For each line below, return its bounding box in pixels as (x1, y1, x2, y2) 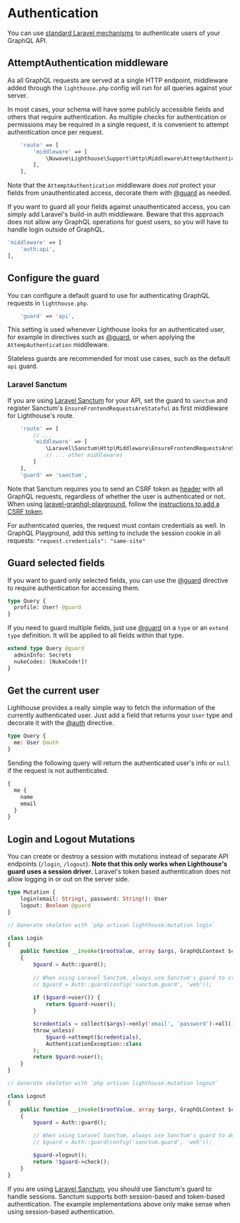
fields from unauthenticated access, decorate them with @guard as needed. (7, 189, 232, 197)
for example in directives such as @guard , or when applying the (7, 333, 196, 341)
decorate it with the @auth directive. (7, 719, 114, 727)
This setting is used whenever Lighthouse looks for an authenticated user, (7, 325, 225, 334)
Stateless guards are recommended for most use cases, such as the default (7, 354, 231, 363)
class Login (7, 934, 43, 942)
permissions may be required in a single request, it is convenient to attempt (7, 120, 229, 129)
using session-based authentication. (7, 1207, 115, 1216)
